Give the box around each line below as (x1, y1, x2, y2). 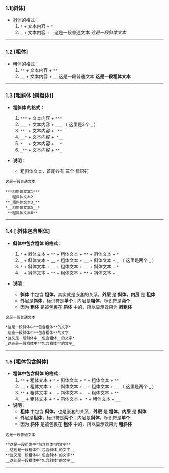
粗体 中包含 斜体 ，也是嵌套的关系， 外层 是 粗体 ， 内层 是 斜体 (20, 408, 147, 415)
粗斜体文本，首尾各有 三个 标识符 (20, 168, 89, 174)
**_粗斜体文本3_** (5, 200, 40, 205)
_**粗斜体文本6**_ (5, 210, 40, 215)
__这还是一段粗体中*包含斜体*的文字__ (5, 458, 75, 463)
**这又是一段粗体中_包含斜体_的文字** (5, 453, 75, 458)
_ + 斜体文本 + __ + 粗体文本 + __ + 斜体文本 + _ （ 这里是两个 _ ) (20, 257, 154, 263)
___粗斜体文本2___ (5, 194, 40, 199)
